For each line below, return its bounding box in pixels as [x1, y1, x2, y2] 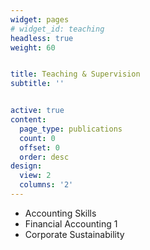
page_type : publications [19, 124, 123, 134]
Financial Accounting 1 [24, 217, 118, 230]
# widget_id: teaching [10, 24, 105, 34]
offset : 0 [19, 142, 60, 153]
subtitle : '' [10, 79, 65, 89]
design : [10, 161, 43, 171]
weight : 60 [10, 42, 56, 53]
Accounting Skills [24, 207, 97, 219]
